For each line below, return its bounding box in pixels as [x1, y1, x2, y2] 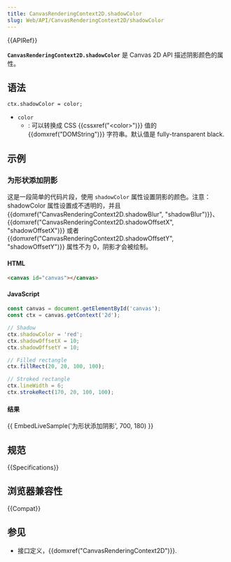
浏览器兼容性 [7, 485, 63, 498]
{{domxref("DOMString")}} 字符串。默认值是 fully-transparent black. [27, 130, 225, 139]
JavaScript [7, 289, 40, 298]
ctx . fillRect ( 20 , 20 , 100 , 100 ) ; [7, 363, 105, 370]
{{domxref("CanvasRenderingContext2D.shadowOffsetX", [7, 218, 174, 226]
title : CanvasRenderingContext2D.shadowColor [7, 10, 142, 18]
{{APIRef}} [7, 36, 38, 44]
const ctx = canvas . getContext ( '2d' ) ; [7, 312, 120, 319]
